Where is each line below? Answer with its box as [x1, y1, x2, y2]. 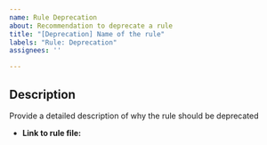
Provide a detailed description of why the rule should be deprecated [9, 110, 260, 121]
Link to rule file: [21, 127, 82, 138]
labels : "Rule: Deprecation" [9, 37, 117, 47]
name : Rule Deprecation [9, 12, 98, 22]
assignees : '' [9, 46, 62, 55]
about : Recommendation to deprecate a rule [9, 21, 174, 30]
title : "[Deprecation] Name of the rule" [9, 29, 166, 38]
